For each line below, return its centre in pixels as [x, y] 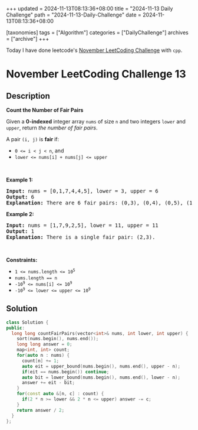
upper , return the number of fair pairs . [52, 128]
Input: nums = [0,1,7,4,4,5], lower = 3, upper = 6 [82, 191]
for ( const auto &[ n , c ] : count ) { [60, 394]
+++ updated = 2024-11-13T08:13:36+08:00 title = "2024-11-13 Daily [90, 9]
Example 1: [20, 180]
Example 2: [20, 214]
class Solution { [27, 322]
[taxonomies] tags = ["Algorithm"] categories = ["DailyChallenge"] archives [97, 32]
